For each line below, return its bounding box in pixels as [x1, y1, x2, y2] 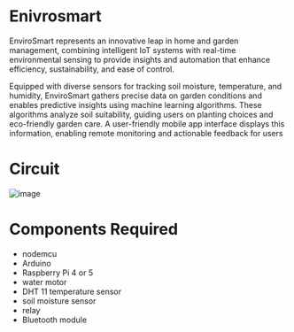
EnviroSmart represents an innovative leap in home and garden [9, 35, 239, 46]
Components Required [9, 220, 179, 240]
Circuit [9, 159, 60, 179]
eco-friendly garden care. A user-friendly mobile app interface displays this [9, 118, 285, 129]
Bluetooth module [21, 314, 87, 325]
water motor [21, 276, 67, 287]
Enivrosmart [9, 6, 102, 27]
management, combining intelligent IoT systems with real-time [9, 44, 236, 55]
